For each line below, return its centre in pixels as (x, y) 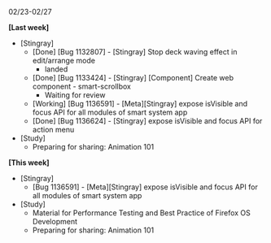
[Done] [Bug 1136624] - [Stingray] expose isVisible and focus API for (147, 121)
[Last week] (29, 27)
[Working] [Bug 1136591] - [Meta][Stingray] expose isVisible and (140, 104)
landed (56, 69)
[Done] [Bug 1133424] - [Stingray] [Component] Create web (133, 78)
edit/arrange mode (64, 61)
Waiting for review (75, 95)
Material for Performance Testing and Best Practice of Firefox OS (141, 213)
